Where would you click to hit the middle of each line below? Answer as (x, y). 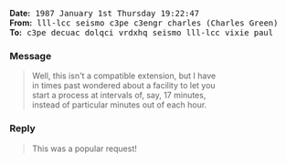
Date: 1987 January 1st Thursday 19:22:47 (104, 13)
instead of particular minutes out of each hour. (119, 105)
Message (31, 56)
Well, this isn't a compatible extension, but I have (124, 76)
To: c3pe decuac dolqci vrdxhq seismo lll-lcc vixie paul (142, 32)
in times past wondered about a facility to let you (124, 86)
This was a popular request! (84, 148)
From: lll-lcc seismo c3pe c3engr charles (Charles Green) (144, 23)
